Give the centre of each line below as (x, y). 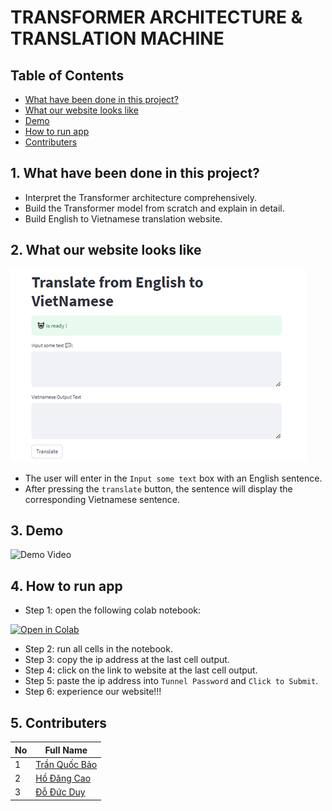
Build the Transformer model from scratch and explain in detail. (154, 208)
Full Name (66, 750)
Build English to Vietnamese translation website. (123, 218)
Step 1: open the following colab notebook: (113, 610)
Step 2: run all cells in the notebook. (98, 649)
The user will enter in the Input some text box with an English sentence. (173, 478)
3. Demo (37, 531)
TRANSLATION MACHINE (117, 38)
